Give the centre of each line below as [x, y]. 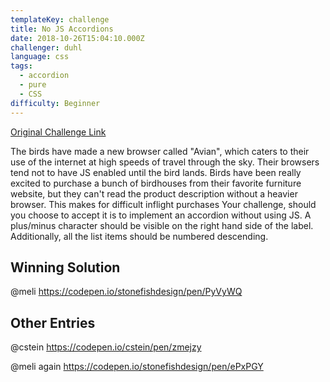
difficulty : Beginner [55, 103]
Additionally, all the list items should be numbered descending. [139, 236]
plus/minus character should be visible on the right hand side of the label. [162, 225]
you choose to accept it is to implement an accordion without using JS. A [161, 215]
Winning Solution [65, 267]
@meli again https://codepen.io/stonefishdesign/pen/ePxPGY [137, 367]
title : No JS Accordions [62, 29]
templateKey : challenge [60, 19]
